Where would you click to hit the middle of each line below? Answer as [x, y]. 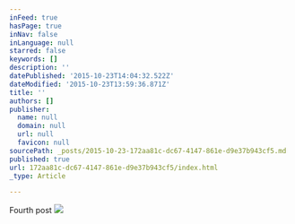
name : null [38, 117]
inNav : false [34, 34]
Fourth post [30, 211]
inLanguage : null [42, 43]
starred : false [38, 51]
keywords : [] [34, 59]
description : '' [39, 68]
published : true [39, 159]
